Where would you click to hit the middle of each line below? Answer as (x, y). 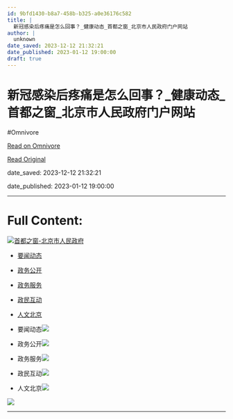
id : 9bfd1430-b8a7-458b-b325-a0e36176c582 (69, 14)
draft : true (24, 59)
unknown (25, 40)
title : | (20, 20)
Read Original (27, 159)
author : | (21, 33)
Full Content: (45, 220)
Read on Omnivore (34, 146)
